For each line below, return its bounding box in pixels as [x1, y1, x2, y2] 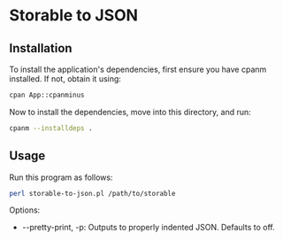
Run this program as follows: [9, 172, 113, 183]
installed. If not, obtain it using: [9, 74, 122, 84]
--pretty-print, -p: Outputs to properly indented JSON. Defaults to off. [21, 222, 276, 233]
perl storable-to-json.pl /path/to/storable [9, 189, 176, 198]
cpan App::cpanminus [9, 90, 86, 99]
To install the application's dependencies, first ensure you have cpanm [9, 64, 267, 74]
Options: [9, 205, 41, 215]
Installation [9, 41, 73, 56]
